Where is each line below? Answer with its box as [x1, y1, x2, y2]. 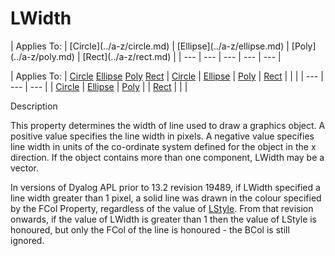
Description [10, 100, 58, 112]
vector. [10, 162, 40, 174]
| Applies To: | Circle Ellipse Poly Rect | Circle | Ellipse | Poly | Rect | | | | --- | [10, 70, 324, 82]
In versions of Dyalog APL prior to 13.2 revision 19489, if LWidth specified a [10, 181, 321, 193]
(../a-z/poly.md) [10, 50, 75, 62]
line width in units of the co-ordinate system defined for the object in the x [10, 140, 317, 152]
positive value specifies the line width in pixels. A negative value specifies [10, 130, 315, 142]
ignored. [10, 234, 45, 246]
